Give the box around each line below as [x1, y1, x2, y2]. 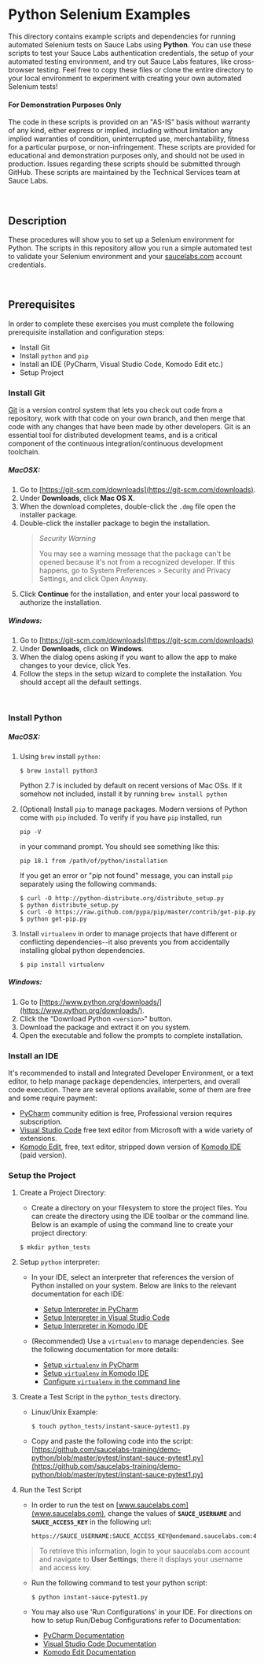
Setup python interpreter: [19, 1258, 101, 1267]
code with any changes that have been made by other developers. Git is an [8, 422, 251, 432]
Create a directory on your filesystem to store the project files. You [31, 1203, 247, 1213]
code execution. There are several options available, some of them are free [8, 1085, 251, 1095]
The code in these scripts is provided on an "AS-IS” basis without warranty [8, 117, 251, 127]
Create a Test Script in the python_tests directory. [19, 1392, 181, 1402]
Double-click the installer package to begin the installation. [19, 518, 211, 528]
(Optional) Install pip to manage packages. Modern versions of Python [19, 804, 247, 813]
